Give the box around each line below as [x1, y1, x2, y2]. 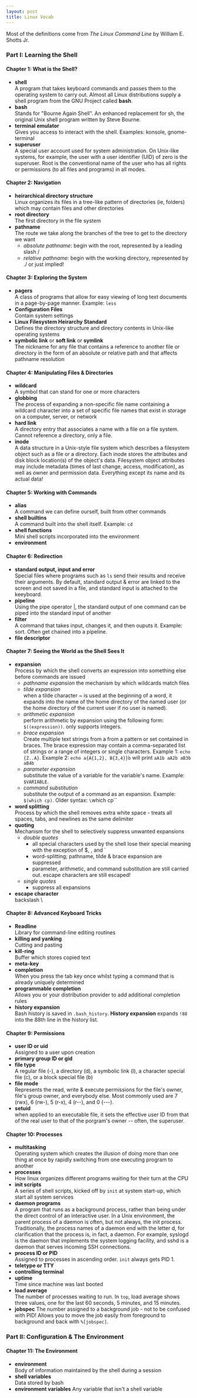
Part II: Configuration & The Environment [6, 1333, 124, 1341]
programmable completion [14, 985, 81, 992]
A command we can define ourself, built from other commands [14, 508, 167, 515]
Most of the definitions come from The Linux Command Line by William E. [6, 30, 184, 37]
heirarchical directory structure [14, 192, 93, 199]
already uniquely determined [14, 979, 84, 986]
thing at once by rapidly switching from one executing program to [14, 1156, 173, 1164]
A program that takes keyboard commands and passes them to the [14, 84, 176, 91]
